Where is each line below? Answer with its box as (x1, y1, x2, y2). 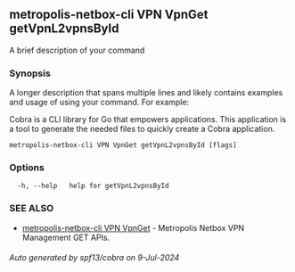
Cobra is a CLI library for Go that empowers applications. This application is (9, 114, 287, 125)
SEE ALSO (9, 202, 54, 215)
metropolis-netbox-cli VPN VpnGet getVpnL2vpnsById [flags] (9, 141, 238, 150)
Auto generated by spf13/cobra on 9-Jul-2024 (9, 252, 180, 263)
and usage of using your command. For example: (9, 97, 190, 108)
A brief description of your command (9, 45, 145, 55)
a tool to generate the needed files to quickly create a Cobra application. (9, 124, 275, 135)
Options (9, 161, 45, 174)
